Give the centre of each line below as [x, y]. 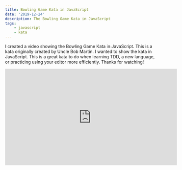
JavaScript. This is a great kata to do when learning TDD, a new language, [80, 57]
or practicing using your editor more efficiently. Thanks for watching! [75, 62]
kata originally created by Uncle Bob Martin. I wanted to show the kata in [78, 51]
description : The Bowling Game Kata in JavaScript [58, 19]
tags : [11, 23]
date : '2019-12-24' [25, 14]
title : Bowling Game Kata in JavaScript [47, 10]
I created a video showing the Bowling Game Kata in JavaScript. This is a [79, 46]
